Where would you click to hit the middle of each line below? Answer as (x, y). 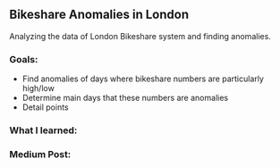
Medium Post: (40, 154)
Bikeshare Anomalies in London (99, 15)
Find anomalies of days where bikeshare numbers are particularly (143, 79)
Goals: (24, 59)
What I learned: (43, 130)
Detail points (45, 107)
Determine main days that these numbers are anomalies (125, 98)
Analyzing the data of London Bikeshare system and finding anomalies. (140, 36)
